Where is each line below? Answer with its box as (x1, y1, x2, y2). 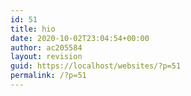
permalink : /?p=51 (10, 71, 87, 81)
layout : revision (10, 52, 83, 62)
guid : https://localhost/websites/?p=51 (10, 61, 182, 71)
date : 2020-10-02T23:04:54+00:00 (10, 33, 150, 43)
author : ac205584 (10, 42, 83, 53)
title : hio (10, 24, 56, 34)
